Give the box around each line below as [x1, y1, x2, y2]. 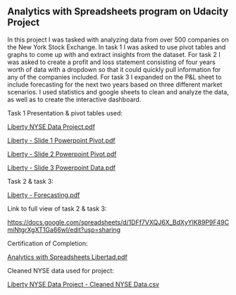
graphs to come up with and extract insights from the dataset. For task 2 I [7, 50, 221, 58]
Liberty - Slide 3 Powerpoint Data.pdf [7, 163, 116, 172]
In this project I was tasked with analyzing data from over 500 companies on [7, 35, 229, 44]
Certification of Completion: [7, 239, 88, 247]
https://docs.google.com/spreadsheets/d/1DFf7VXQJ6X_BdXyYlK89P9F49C [7, 218, 230, 226]
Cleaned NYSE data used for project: [7, 266, 114, 275]
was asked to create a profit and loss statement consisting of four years [7, 58, 216, 66]
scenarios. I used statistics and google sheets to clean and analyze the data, [7, 87, 229, 96]
